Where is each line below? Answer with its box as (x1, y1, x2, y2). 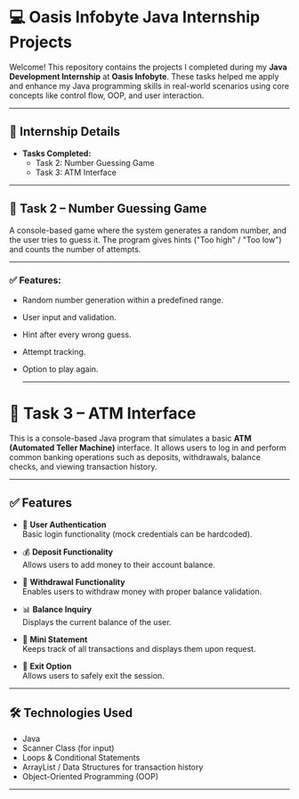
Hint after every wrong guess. (21, 329, 132, 340)
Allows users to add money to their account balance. (21, 559, 215, 570)
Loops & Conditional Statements (21, 753, 141, 763)
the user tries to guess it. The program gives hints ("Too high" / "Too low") (9, 234, 282, 245)
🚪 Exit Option (21, 661, 72, 671)
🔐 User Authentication (21, 519, 107, 530)
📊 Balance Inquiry (21, 604, 93, 614)
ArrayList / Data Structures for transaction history (21, 762, 204, 772)
